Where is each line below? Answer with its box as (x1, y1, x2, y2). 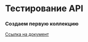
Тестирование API (5, 3, 84, 14)
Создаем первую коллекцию (5, 21, 79, 27)
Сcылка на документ (5, 31, 49, 37)
